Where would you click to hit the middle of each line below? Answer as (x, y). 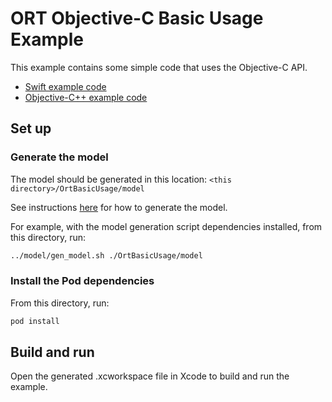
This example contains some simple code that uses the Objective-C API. (159, 67)
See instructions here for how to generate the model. (119, 207)
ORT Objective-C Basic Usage (137, 18)
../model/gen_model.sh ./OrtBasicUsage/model (106, 255)
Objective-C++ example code (86, 97)
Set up (31, 128)
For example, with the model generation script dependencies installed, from (166, 226)
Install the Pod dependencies (82, 281)
